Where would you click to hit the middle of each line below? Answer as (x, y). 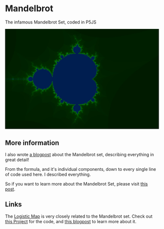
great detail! (17, 160)
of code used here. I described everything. (48, 175)
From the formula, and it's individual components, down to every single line (81, 169)
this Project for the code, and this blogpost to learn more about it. (71, 221)
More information (32, 143)
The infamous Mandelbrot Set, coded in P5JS (51, 22)
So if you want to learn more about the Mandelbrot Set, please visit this (76, 184)
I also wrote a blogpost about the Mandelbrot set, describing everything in (80, 155)
